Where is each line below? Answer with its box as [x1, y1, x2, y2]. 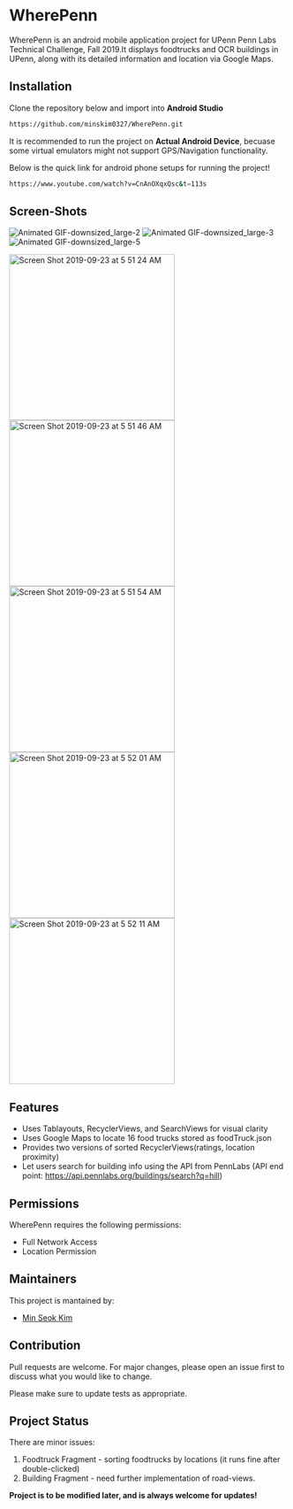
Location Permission [21, 1245, 97, 1257]
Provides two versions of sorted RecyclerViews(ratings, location [21, 1143, 255, 1153]
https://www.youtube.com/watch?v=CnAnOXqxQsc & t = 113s [9, 179, 207, 189]
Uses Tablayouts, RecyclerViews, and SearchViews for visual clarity [21, 1123, 268, 1134]
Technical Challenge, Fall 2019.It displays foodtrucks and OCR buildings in [9, 43, 279, 54]
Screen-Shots [9, 204, 88, 219]
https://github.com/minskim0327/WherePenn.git [9, 119, 184, 128]
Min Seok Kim [21, 1312, 73, 1323]
